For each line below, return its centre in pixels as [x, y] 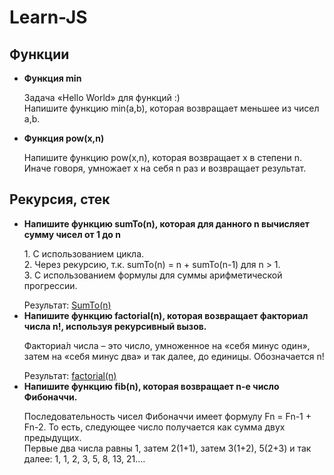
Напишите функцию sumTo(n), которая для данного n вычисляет [166, 223]
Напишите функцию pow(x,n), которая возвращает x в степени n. [163, 157]
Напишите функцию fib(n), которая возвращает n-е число [151, 386]
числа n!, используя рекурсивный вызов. [115, 326]
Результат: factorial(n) [70, 375]
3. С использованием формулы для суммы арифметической [153, 275]
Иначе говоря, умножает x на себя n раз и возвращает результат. [165, 168]
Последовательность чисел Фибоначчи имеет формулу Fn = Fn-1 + [167, 416]
